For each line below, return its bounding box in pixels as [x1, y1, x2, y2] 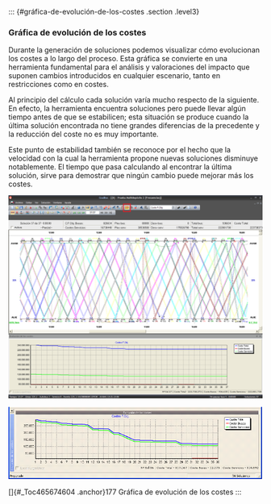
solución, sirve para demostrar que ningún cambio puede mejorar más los [8, 171, 254, 181]
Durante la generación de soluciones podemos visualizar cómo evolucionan [8, 45, 261, 55]
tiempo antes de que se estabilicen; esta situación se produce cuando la [8, 112, 249, 122]
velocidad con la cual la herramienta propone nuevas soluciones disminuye [8, 153, 258, 164]
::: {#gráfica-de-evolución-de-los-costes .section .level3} [8, 7, 200, 16]
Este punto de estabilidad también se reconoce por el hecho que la [8, 145, 231, 155]
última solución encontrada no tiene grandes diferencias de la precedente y [8, 121, 260, 131]
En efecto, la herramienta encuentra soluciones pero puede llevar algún [8, 104, 246, 114]
